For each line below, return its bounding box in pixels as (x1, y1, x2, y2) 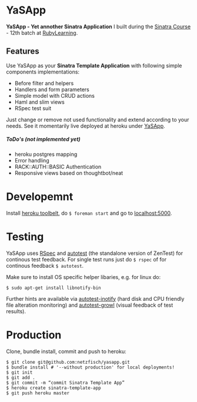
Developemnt (6, 190, 74, 203)
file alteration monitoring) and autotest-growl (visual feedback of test (6, 301, 173, 308)
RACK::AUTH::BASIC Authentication (14, 163, 102, 170)
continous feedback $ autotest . (6, 262, 84, 269)
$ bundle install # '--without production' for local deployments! (6, 364, 175, 370)
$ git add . (6, 374, 35, 380)
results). (6, 307, 26, 315)
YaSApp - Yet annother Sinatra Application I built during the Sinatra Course (6, 23, 191, 30)
